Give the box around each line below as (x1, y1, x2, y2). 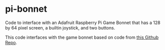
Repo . (5, 39, 17, 45)
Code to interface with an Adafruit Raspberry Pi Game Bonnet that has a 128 (5, 20, 161, 25)
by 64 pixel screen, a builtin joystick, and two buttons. (5, 25, 115, 30)
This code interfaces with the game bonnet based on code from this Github (5, 34, 159, 40)
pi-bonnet (5, 3, 47, 15)
